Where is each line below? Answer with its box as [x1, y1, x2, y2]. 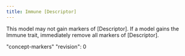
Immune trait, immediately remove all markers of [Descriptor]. [6, 31, 159, 39]
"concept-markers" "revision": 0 [6, 43, 87, 50]
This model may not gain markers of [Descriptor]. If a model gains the [6, 25, 180, 32]
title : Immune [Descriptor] [6, 8, 77, 15]
